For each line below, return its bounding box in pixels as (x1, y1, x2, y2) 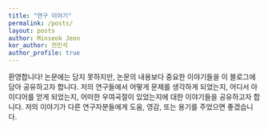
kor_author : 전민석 (8, 42, 68, 50)
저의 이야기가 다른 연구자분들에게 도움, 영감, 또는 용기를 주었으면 (25, 102, 226, 111)
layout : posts (8, 26, 56, 34)
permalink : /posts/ (8, 19, 74, 27)
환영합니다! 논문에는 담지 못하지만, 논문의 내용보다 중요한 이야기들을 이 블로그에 (8, 72, 256, 81)
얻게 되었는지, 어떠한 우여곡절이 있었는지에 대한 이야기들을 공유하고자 (35, 92, 252, 101)
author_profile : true (8, 49, 81, 57)
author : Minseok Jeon (8, 34, 81, 42)
